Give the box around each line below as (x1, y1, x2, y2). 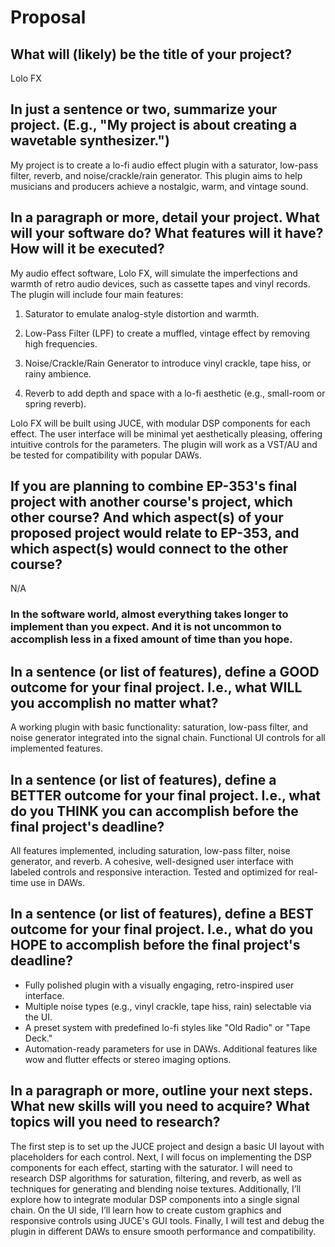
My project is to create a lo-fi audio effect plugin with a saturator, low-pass (10, 159, 319, 171)
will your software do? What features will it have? (10, 225, 324, 242)
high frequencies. (24, 337, 98, 350)
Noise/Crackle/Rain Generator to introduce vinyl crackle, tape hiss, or (24, 357, 312, 369)
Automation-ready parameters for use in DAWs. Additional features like (24, 1042, 318, 1055)
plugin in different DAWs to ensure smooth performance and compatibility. (10, 1225, 317, 1237)
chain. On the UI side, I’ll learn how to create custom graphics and (10, 1204, 282, 1216)
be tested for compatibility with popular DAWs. (10, 449, 202, 461)
